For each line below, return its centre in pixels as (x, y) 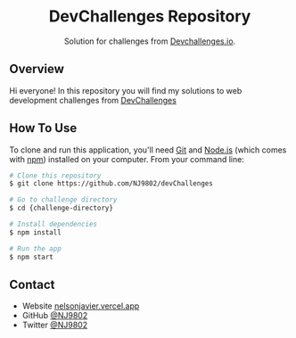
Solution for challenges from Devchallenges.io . (150, 41)
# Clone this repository (55, 176)
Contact (32, 284)
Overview (37, 69)
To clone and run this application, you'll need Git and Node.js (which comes (148, 150)
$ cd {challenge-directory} (62, 208)
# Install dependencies (53, 225)
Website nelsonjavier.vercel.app (81, 306)
